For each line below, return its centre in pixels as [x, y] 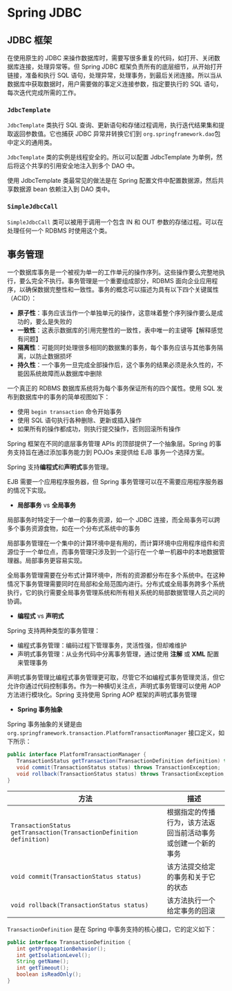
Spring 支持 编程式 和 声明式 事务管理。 [60, 467]
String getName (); [43, 962]
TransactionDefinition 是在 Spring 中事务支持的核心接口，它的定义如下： [112, 929]
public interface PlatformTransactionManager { [77, 755]
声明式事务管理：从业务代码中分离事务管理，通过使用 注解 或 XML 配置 [118, 654]
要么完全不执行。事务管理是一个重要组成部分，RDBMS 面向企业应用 [115, 281]
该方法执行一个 [191, 900]
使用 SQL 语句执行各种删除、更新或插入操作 [79, 420]
